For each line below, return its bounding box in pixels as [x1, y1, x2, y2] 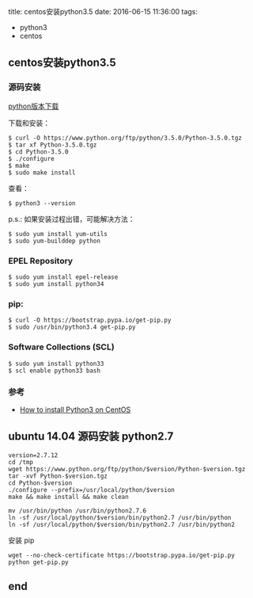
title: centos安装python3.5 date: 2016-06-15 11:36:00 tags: [8, 7, 198, 16]
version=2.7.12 [8, 451, 59, 459]
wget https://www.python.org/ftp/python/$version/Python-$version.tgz [8, 465, 246, 473]
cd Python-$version [8, 478, 73, 487]
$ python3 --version [8, 199, 77, 208]
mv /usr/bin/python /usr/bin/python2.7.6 [8, 506, 147, 515]
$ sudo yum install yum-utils [8, 230, 108, 238]
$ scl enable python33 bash [8, 367, 101, 375]
